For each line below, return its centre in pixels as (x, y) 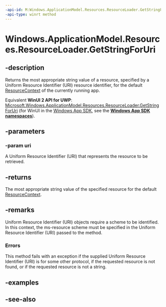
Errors (13, 245)
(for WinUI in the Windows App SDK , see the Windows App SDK (85, 110)
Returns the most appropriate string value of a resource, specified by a (77, 79)
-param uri (18, 146)
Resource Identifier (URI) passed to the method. (54, 232)
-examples (22, 282)
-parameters (25, 131)
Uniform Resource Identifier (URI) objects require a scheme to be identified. (82, 222)
